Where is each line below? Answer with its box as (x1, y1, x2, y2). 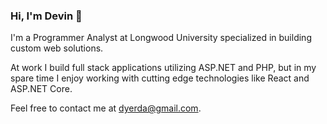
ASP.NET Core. (10, 83, 73, 95)
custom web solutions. (10, 42, 104, 54)
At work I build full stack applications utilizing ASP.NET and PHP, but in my (10, 62, 317, 74)
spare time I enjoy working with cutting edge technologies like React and (10, 72, 310, 84)
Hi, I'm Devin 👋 (10, 9, 83, 23)
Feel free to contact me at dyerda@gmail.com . (10, 102, 202, 114)
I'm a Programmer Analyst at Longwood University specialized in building (10, 32, 312, 44)
